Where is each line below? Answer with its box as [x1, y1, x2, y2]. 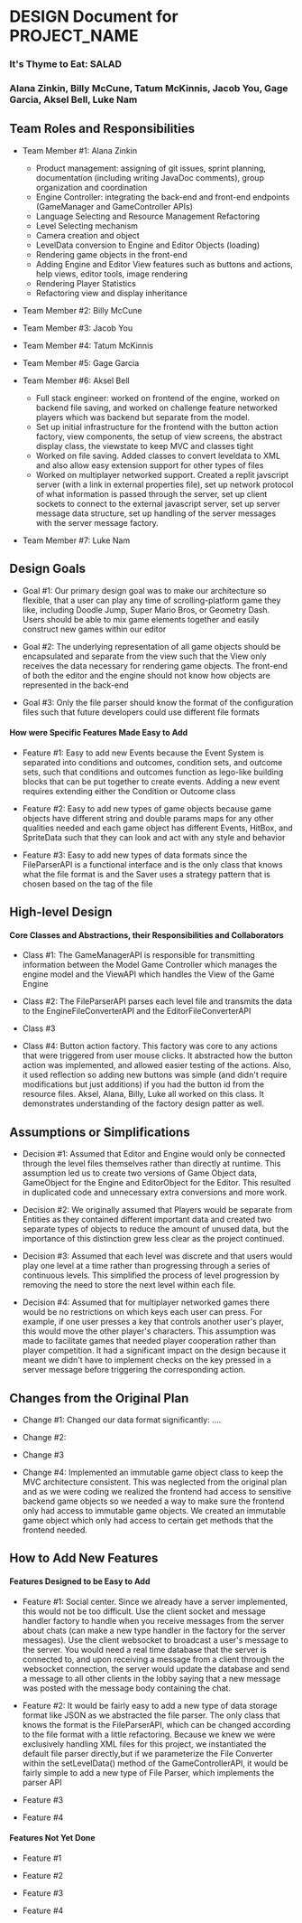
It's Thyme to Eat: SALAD [9, 58, 122, 70]
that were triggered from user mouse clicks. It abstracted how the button [22, 1050, 293, 1061]
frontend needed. [22, 1524, 88, 1535]
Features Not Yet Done [9, 1833, 96, 1843]
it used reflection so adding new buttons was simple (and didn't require [22, 1069, 288, 1081]
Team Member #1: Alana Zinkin [22, 145, 138, 155]
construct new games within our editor [22, 624, 167, 634]
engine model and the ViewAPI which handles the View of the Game [22, 969, 275, 980]
